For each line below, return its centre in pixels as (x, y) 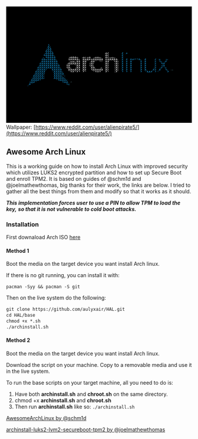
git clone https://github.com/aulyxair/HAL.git (66, 310)
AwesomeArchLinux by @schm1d (46, 418)
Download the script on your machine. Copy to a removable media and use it (99, 365)
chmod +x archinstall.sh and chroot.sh (63, 400)
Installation (23, 224)
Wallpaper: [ (21, 127)
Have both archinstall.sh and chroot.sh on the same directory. (91, 394)
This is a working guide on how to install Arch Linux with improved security (97, 166)
